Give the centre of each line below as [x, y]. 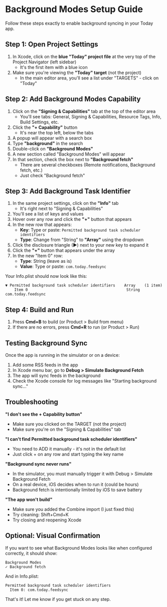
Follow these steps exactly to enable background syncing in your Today [79, 23]
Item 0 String [77, 290]
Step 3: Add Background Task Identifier [68, 191]
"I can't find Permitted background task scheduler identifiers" [71, 439]
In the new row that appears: [42, 224]
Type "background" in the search [48, 143]
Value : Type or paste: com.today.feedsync [63, 267]
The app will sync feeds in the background [56, 375]
